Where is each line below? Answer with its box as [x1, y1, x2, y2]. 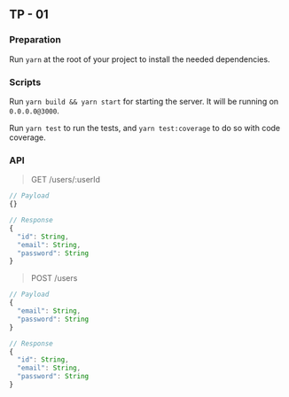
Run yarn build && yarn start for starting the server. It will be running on [9, 96, 279, 106]
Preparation [9, 34, 62, 46]
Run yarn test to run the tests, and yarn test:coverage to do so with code [9, 122, 281, 133]
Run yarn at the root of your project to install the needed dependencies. [9, 53, 270, 65]
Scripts [9, 75, 42, 88]
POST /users [30, 273, 78, 284]
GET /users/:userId [30, 175, 100, 185]
